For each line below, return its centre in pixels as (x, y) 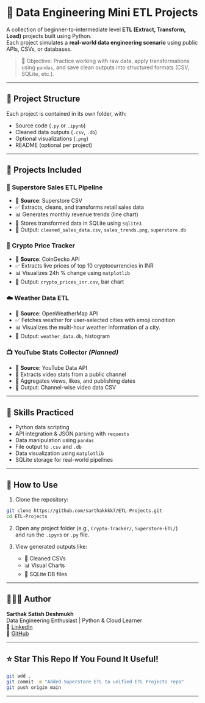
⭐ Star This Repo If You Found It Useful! (82, 659)
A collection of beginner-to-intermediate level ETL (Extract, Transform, (96, 29)
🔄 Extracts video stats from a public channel (70, 374)
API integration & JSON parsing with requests (72, 434)
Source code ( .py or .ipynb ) (50, 126)
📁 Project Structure (43, 99)
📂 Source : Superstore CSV (49, 201)
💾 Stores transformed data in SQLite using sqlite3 (78, 224)
